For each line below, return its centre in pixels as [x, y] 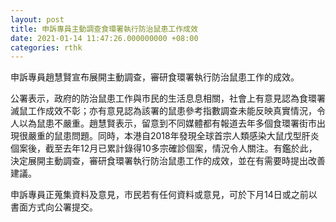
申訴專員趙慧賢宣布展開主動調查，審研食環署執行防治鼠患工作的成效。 [155, 77]
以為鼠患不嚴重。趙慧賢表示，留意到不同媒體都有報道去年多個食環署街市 [167, 123]
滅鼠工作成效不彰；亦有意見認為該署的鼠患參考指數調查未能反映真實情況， [163, 111]
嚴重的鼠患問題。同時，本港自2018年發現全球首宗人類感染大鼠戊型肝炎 [173, 136]
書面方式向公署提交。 [54, 207]
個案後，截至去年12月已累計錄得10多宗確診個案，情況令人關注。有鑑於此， [164, 148]
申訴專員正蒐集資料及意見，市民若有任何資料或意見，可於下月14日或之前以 [164, 195]
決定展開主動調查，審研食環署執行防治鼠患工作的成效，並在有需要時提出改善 [168, 161]
